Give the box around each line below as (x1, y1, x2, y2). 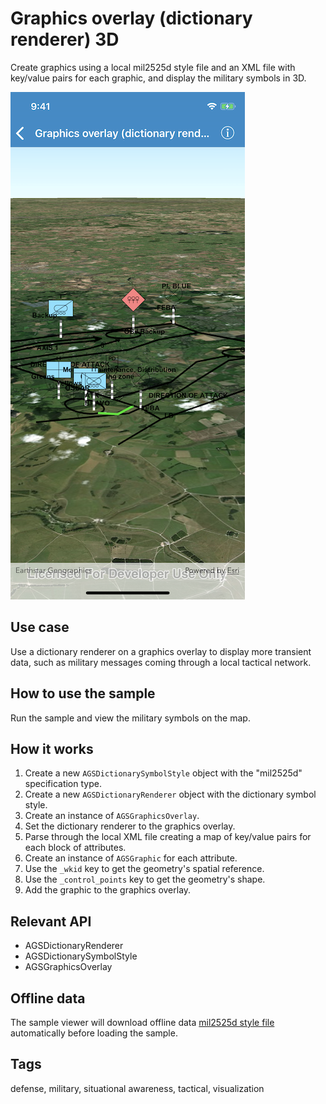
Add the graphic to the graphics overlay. (24, 884, 192, 896)
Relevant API (10, 913, 92, 930)
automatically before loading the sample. (10, 1027, 178, 1039)
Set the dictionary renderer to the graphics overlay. (24, 820, 236, 832)
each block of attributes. (24, 842, 127, 854)
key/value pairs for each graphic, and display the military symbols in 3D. (10, 72, 307, 84)
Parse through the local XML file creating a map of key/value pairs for (24, 831, 312, 843)
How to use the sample (10, 685, 156, 702)
